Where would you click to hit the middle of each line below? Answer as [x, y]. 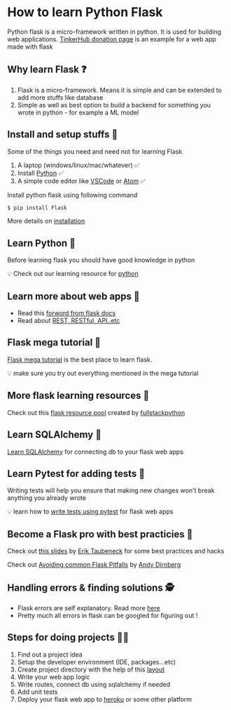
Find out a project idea [50, 655]
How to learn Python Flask [85, 12]
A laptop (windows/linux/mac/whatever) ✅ [78, 165]
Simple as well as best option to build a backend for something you [114, 105]
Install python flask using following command [72, 195]
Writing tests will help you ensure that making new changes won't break [111, 491]
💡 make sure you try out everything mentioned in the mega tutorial [103, 373]
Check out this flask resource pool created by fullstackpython [96, 412]
